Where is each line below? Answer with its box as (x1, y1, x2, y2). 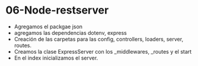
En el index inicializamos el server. (14, 54, 98, 61)
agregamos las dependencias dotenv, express (14, 29, 127, 36)
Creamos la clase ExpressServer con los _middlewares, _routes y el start (14, 48, 192, 55)
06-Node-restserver (5, 4, 109, 17)
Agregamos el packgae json (14, 23, 83, 30)
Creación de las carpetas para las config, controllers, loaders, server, (14, 35, 184, 42)
